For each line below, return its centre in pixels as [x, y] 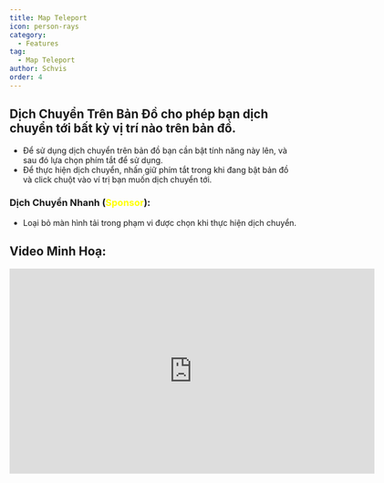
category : [28, 35]
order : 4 [26, 77]
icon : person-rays [44, 26]
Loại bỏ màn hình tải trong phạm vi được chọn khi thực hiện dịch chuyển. [160, 222]
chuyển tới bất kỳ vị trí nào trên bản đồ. [123, 128]
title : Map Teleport [49, 18]
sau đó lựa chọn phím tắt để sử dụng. [93, 159]
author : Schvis [38, 69]
